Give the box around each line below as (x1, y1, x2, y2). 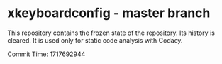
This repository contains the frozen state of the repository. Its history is (7, 28, 215, 37)
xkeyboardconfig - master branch (7, 5, 211, 21)
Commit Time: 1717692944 (7, 50, 86, 58)
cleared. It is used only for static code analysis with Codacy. (7, 36, 183, 44)
